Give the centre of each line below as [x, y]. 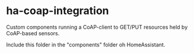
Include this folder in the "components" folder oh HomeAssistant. [86, 45]
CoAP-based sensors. [33, 33]
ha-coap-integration [58, 11]
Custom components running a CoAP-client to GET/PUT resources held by [97, 27]
